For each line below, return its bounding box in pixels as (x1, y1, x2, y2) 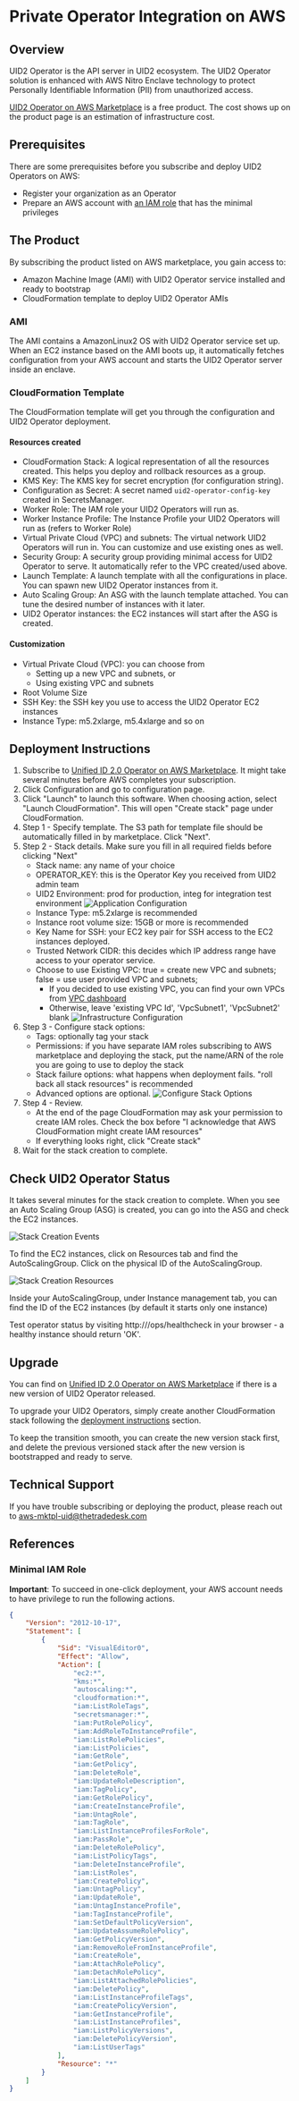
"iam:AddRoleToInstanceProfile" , (72, 1726, 198, 1736)
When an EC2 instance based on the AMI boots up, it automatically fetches (9, 344, 285, 355)
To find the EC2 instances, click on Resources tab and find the (9, 1249, 238, 1259)
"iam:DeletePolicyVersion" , (72, 2035, 178, 2044)
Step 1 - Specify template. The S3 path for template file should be (21, 822, 263, 833)
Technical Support (9, 1478, 114, 1493)
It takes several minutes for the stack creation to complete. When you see (9, 1195, 280, 1206)
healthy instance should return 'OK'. (9, 1329, 141, 1340)
